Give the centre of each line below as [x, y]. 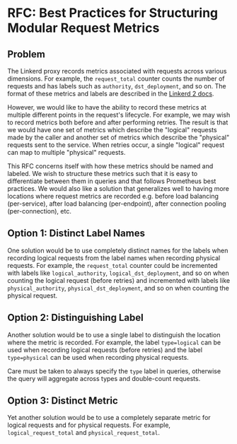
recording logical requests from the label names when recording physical [114, 258]
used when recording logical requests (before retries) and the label [105, 350]
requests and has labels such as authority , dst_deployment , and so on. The [117, 86]
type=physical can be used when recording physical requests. [98, 357]
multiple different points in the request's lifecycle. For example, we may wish [119, 115]
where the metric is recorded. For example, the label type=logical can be [114, 342]
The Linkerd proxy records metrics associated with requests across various [117, 71]
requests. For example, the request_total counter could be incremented [112, 265]
